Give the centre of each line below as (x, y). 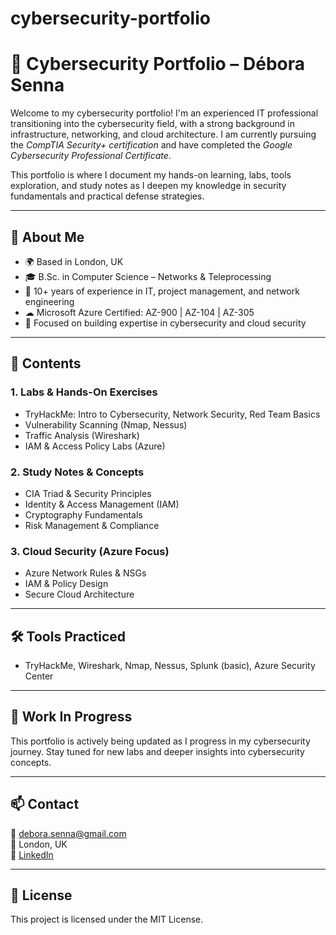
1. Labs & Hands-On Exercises (84, 392)
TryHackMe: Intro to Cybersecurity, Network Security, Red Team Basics (172, 414)
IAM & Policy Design (66, 584)
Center (39, 676)
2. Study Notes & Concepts (77, 472)
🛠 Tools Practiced (68, 636)
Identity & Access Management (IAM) (102, 504)
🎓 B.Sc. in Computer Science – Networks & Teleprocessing (148, 276)
